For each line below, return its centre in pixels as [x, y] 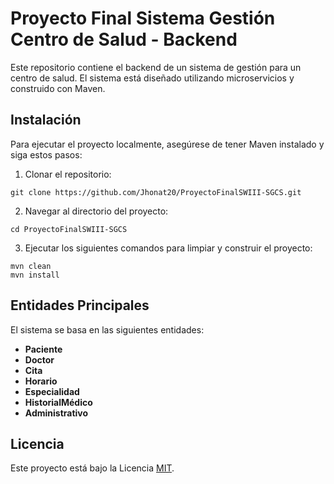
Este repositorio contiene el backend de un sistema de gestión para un [156, 67]
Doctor [39, 359]
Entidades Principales [80, 305]
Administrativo [56, 413]
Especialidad [52, 391]
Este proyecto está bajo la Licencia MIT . [92, 468]
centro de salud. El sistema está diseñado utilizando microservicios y [152, 78]
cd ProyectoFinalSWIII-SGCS [69, 229]
